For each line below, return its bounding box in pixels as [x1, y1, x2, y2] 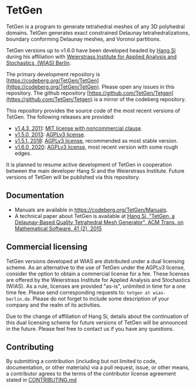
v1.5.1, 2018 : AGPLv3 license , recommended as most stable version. [14, 137, 178, 144]
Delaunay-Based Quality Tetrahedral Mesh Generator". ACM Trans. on [14, 219, 184, 226]
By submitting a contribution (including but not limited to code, [6, 358, 157, 365]
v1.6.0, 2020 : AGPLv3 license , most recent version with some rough [14, 143, 178, 150]
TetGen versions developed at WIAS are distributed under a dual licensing [6, 257, 185, 264]
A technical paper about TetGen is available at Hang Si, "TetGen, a [14, 212, 175, 219]
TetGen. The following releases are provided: [6, 113, 115, 120]
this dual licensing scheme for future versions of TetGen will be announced [6, 318, 188, 326]
